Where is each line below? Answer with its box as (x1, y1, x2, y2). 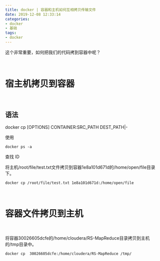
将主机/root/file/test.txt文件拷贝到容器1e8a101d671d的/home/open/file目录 (5, 164, 156, 170)
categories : (5, 16, 30, 21)
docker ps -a (5, 144, 32, 149)
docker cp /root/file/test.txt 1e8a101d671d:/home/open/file (5, 180, 134, 185)
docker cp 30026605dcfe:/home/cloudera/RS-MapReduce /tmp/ (5, 251, 132, 256)
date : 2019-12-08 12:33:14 (5, 12, 61, 17)
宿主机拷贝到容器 (5, 78, 75, 89)
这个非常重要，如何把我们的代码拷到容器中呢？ (5, 49, 101, 55)
